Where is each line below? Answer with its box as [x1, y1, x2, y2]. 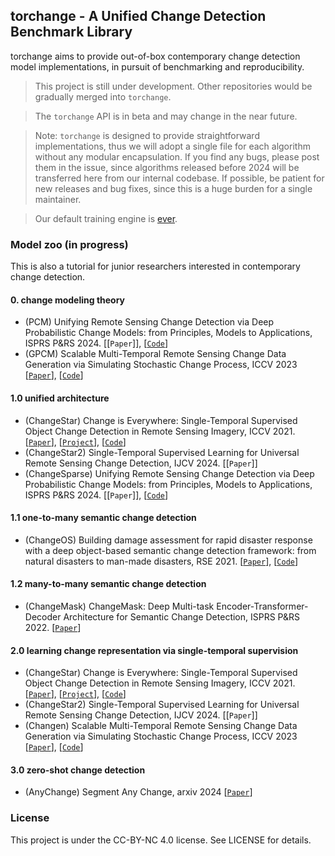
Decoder [24, 610, 62, 623]
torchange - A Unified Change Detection [10, 8, 267, 25]
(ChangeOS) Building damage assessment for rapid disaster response [24, 534, 313, 546]
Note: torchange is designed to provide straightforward [34, 129, 260, 141]
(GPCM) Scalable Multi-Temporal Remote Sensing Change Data [24, 348, 287, 360]
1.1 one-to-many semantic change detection [10, 512, 197, 524]
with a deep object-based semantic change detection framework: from [24, 544, 317, 556]
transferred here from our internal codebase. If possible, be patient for [34, 172, 325, 184]
